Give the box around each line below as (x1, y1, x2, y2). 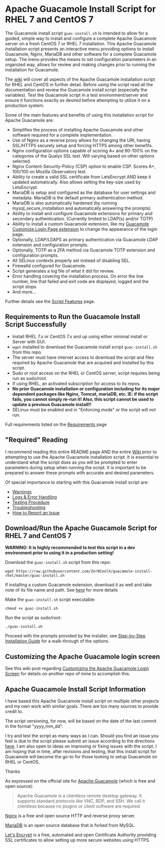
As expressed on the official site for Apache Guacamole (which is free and (5, 778, 156, 784)
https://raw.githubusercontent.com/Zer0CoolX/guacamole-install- (16, 569, 153, 574)
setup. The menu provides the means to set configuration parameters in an (5, 56, 157, 62)
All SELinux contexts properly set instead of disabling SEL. (12, 257, 131, 263)
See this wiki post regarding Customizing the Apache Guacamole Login (5, 665, 149, 671)
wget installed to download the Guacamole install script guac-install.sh (12, 344, 158, 350)
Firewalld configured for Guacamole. (12, 262, 87, 269)
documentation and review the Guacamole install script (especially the (5, 87, 147, 93)
